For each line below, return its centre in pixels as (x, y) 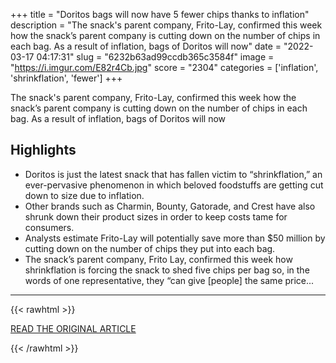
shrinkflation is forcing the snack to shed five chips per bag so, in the (167, 270)
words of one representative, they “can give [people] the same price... (169, 280)
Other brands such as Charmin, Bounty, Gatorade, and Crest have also (170, 206)
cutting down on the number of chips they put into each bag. (150, 248)
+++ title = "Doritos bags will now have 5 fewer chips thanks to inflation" (160, 14)
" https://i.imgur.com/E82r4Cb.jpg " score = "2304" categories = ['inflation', (164, 67)
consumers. (49, 227)
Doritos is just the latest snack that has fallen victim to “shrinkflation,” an (173, 174)
